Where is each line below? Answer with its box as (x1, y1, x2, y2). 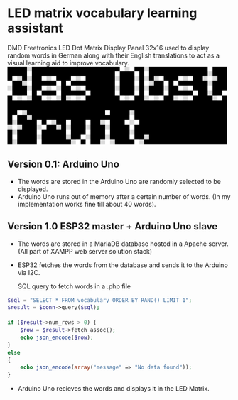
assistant (7, 20, 64, 36)
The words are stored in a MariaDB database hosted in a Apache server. (17, 239, 229, 248)
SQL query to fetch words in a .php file (17, 282, 131, 291)
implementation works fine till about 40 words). (17, 200, 156, 208)
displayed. (17, 185, 48, 193)
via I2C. (17, 268, 40, 276)
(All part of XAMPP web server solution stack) (17, 247, 153, 255)
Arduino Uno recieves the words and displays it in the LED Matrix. (17, 384, 210, 393)
